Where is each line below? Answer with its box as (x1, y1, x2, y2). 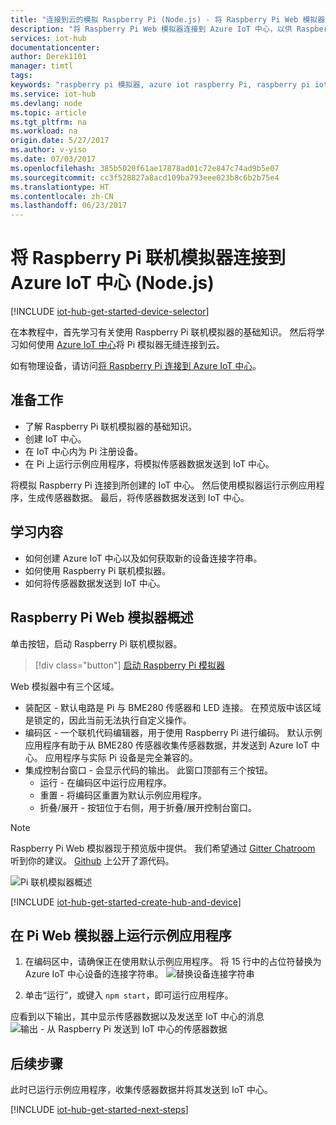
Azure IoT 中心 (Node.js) (10, 272, 215, 295)
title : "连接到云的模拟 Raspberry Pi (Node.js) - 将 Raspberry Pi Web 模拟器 (10, 14, 326, 25)
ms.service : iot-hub (10, 89, 97, 99)
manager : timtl (10, 61, 74, 71)
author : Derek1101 (10, 52, 87, 62)
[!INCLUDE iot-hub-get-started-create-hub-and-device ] (10, 896, 242, 908)
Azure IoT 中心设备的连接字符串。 (24, 968, 164, 980)
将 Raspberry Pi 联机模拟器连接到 (10, 247, 287, 270)
